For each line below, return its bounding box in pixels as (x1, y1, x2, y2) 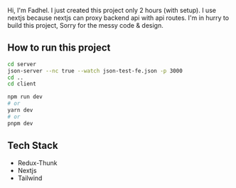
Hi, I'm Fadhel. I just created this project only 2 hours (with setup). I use (7, 6, 217, 14)
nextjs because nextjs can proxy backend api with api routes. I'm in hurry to (7, 14, 230, 22)
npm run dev (7, 93, 43, 100)
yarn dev (7, 107, 33, 114)
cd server (7, 61, 37, 68)
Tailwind (17, 174, 43, 182)
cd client (7, 80, 37, 88)
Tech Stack (7, 140, 58, 152)
